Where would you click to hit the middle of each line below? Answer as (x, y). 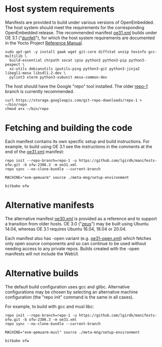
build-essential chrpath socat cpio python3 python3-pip (68, 60)
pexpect (13, 64)
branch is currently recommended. (40, 91)
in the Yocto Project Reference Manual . (44, 43)
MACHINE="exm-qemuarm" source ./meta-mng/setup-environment (67, 177)
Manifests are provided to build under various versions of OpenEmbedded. (80, 22)
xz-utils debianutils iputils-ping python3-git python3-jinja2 (74, 69)
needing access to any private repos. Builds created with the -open (72, 249)
